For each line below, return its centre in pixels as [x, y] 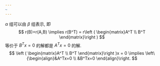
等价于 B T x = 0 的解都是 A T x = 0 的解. [43, 45]
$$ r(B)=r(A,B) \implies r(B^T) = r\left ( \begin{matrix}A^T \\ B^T [82, 32]
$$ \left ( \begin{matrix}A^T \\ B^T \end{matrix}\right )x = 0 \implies [77, 53]
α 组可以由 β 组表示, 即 [28, 24]
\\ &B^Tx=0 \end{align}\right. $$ [105, 58]
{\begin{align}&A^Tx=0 [49, 58]
